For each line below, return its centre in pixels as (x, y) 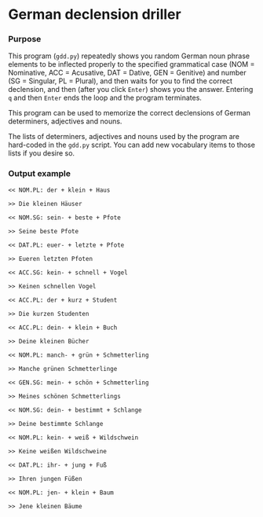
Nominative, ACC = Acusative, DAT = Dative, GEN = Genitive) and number (127, 73)
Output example (39, 174)
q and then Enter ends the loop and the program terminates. (105, 98)
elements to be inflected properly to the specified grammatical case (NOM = (131, 64)
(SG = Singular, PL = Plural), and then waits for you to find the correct (121, 81)
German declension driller (95, 15)
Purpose (25, 39)
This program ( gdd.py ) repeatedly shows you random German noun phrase (129, 56)
